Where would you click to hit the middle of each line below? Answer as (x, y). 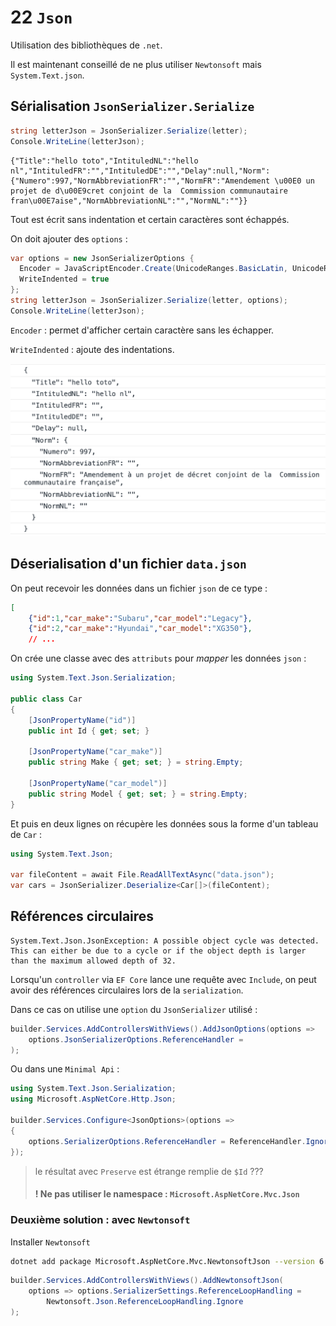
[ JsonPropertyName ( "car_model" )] (98, 783)
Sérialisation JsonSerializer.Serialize (132, 106)
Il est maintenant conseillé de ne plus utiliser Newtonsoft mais (136, 64)
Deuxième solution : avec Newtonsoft (100, 1220)
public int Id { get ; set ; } (89, 731)
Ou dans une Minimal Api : (65, 1069)
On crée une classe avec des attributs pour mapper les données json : (158, 658)
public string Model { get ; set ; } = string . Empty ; (138, 794)
